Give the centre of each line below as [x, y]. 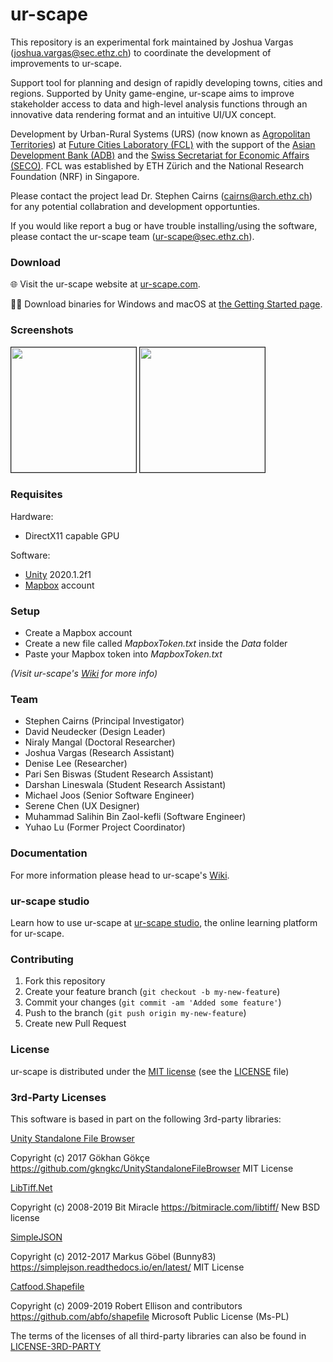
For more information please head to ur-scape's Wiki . [120, 875]
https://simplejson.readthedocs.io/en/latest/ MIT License [127, 1267]
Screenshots [42, 330]
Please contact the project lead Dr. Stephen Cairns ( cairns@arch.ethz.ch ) [161, 195]
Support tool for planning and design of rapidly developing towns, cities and [166, 82]
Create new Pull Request [75, 1024]
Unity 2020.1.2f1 [58, 574]
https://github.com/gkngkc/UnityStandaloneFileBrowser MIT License [152, 1168]
